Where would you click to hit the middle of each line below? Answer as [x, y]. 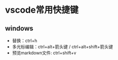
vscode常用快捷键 [42, 10]
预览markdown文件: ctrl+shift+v [44, 53]
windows [19, 28]
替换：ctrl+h [25, 40]
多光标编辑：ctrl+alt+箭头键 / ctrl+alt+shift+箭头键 [62, 47]
